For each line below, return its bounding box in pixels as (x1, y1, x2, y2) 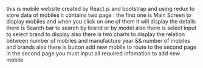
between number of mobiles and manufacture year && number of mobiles (6, 37, 190, 44)
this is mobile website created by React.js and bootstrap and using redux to (6, 5, 195, 12)
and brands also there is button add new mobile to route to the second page (6, 43, 197, 51)
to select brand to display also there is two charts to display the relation (6, 31, 185, 38)
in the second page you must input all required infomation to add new (6, 50, 181, 57)
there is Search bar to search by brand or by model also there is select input (6, 24, 197, 31)
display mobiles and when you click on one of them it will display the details (6, 18, 196, 25)
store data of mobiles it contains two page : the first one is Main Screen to (6, 11, 191, 19)
